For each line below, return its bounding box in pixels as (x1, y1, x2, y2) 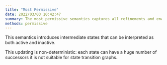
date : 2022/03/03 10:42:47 (5, 12, 61, 17)
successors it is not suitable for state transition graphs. (5, 55, 118, 61)
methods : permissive (5, 21, 48, 26)
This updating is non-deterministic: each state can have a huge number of (5, 49, 157, 55)
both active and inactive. (5, 40, 56, 46)
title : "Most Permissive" (5, 7, 59, 12)
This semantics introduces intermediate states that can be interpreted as (5, 34, 154, 40)
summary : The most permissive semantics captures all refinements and (5, 16, 155, 21)
